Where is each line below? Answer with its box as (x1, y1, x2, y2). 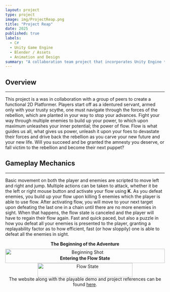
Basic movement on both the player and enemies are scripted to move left (5, 177, 159, 183)
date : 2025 (5, 26, 28, 31)
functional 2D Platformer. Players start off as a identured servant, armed (5, 102, 156, 108)
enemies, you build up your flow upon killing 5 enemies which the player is (5, 193, 160, 199)
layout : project (5, 7, 39, 13)
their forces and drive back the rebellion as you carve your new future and (5, 134, 160, 140)
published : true (5, 31, 39, 36)
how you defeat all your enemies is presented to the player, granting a (5, 220, 151, 226)
